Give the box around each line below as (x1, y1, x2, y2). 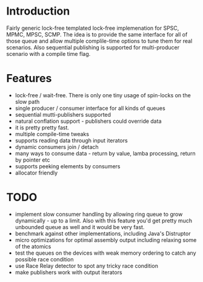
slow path (15, 98, 40, 105)
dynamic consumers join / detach (15, 143, 99, 150)
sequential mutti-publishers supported (15, 111, 111, 118)
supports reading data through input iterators (15, 137, 128, 144)
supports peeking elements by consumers (15, 162, 121, 170)
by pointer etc (15, 156, 50, 163)
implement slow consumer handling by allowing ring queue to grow (15, 210, 183, 218)
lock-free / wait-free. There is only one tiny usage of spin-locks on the (15, 91, 191, 98)
